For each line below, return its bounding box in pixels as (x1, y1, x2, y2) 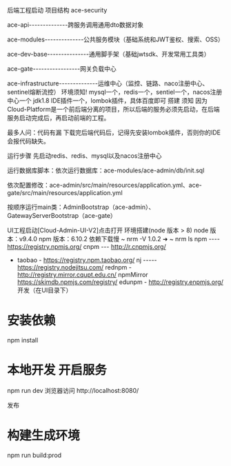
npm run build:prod (7, 451, 62, 459)
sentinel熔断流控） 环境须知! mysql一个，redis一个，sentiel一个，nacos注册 (7, 88, 223, 96)
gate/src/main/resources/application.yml (7, 189, 123, 196)
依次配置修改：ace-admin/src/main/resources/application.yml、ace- (7, 181, 202, 189)
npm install (7, 336, 39, 344)
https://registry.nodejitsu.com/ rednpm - (17, 263, 132, 271)
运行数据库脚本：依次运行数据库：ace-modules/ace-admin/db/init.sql (7, 166, 205, 174)
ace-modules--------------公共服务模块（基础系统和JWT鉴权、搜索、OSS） (7, 35, 224, 43)
